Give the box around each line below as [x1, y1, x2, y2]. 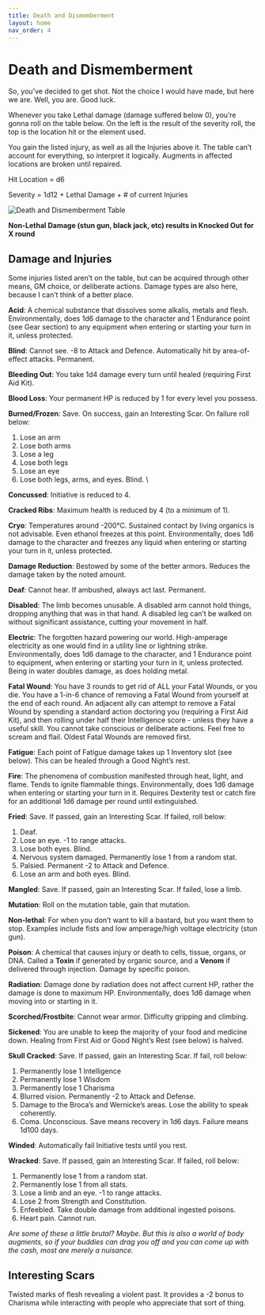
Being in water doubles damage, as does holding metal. [8, 666, 190, 676]
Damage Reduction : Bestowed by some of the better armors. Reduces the [8, 562, 251, 571]
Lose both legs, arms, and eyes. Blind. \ [19, 475, 149, 484]
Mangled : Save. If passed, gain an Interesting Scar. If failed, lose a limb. [8, 885, 243, 894]
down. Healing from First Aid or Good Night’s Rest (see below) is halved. [8, 1035, 244, 1046]
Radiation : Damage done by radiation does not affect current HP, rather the [8, 980, 255, 989]
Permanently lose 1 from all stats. [19, 1180, 128, 1189]
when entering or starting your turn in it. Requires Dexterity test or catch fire [8, 788, 256, 798]
